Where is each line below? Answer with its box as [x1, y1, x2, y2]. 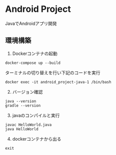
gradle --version [5, 103, 41, 108]
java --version [5, 99, 37, 103]
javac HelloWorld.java [5, 122, 52, 127]
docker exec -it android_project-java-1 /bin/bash [5, 79, 112, 85]
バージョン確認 [12, 89, 43, 95]
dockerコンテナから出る [12, 136, 62, 142]
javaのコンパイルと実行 [12, 112, 60, 118]
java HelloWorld [5, 126, 39, 132]
